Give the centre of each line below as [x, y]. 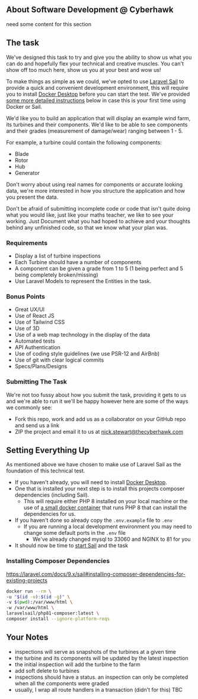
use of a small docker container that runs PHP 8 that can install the [105, 507]
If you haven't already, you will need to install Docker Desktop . [91, 482]
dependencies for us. [49, 514]
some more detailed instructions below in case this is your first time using [96, 100]
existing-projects [27, 580]
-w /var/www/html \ [30, 608]
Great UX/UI [30, 309]
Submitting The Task [36, 382]
